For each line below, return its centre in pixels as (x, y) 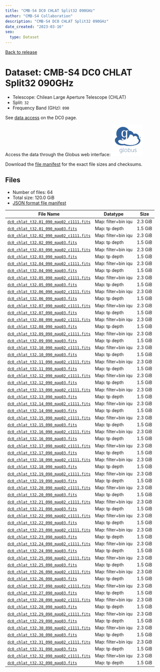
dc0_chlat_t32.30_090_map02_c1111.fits (49, 628)
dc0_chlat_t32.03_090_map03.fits (42, 257)
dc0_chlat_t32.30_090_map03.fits (42, 635)
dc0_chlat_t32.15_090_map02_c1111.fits (49, 418)
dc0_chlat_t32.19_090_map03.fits (42, 481)
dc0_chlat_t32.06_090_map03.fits (42, 299)
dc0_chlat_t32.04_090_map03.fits (42, 271)
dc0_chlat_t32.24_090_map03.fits (42, 551)
